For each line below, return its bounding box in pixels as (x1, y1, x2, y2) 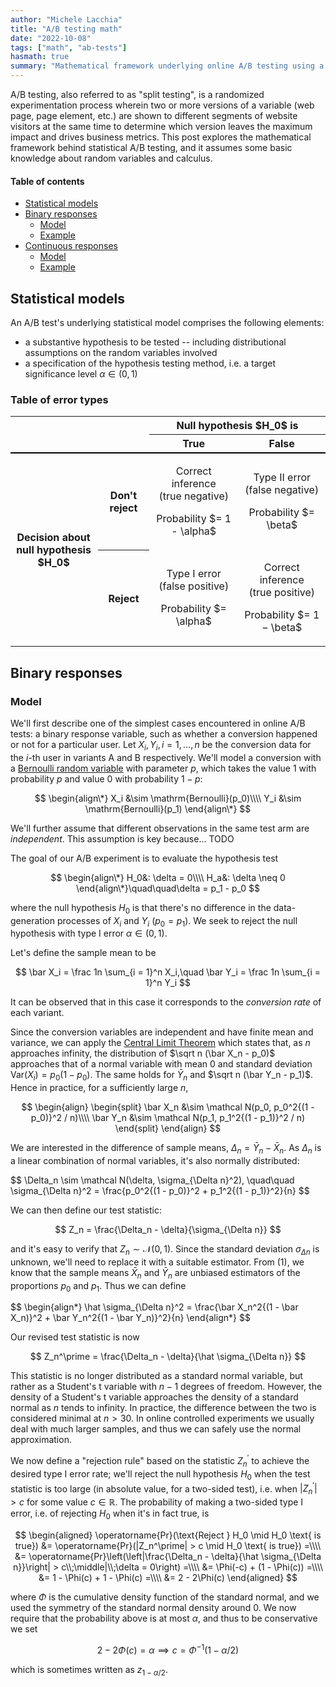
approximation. (10, 1434, 72, 1446)
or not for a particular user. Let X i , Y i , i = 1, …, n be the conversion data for (10, 739, 312, 753)
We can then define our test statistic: (10, 1204, 162, 1216)
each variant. (10, 1007, 65, 1019)
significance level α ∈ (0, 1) (24, 368, 138, 380)
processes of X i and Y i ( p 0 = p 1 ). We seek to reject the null (56, 914, 298, 929)
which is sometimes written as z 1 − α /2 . (10, 1663, 168, 1678)
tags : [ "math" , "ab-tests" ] (10, 42, 128, 53)
